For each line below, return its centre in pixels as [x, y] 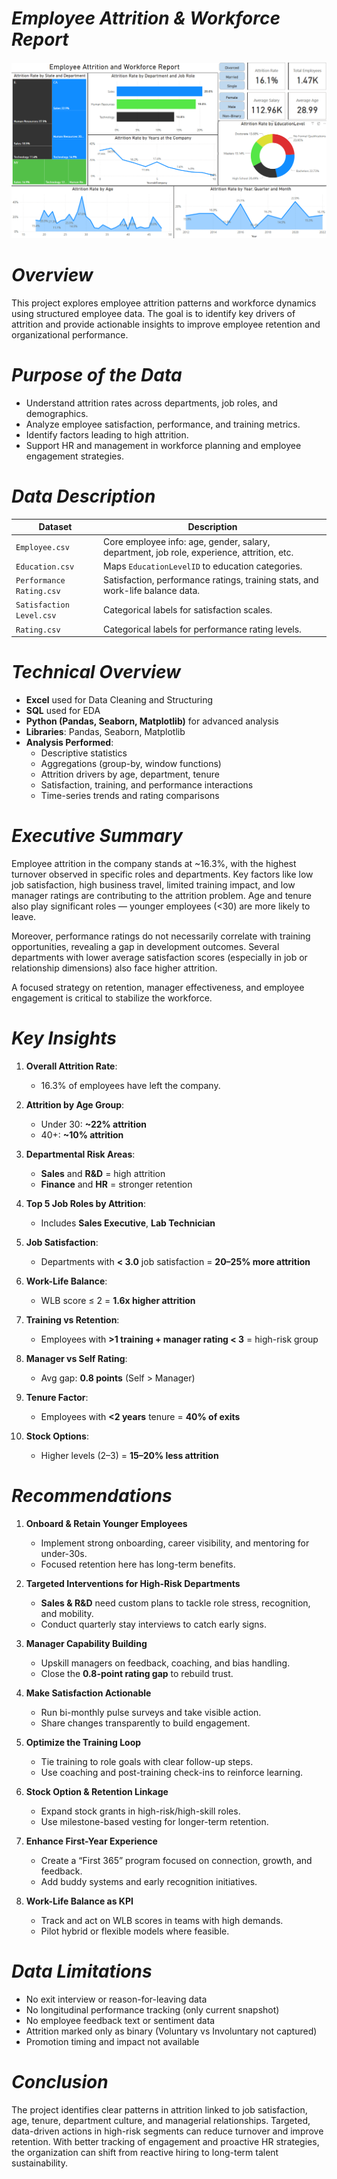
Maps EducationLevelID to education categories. [203, 566]
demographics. [57, 413]
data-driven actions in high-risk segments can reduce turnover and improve [167, 2131]
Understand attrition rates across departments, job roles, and [151, 403]
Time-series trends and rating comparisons [130, 795]
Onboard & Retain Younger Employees [106, 1523]
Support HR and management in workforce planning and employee [163, 445]
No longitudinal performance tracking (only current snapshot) [152, 2009]
